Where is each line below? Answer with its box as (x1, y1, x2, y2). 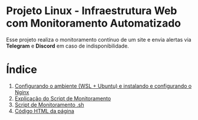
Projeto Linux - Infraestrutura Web (6, 4, 177, 18)
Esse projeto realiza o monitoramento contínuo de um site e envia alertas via (6, 36, 192, 43)
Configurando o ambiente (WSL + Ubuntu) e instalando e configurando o (14, 82, 192, 89)
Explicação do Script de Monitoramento (14, 95, 111, 102)
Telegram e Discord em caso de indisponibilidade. (6, 42, 130, 49)
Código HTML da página (14, 107, 75, 114)
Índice (6, 63, 37, 76)
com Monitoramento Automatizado (6, 16, 181, 30)
